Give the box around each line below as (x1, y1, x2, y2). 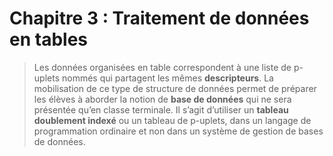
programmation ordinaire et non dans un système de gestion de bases (33, 125, 324, 137)
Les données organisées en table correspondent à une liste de (33, 61, 292, 73)
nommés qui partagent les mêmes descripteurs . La (61, 72, 274, 84)
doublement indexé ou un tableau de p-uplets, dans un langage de (33, 114, 312, 126)
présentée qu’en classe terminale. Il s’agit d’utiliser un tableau (33, 103, 289, 116)
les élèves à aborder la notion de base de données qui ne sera (33, 93, 292, 105)
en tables (9, 28, 88, 51)
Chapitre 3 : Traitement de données (9, 7, 310, 30)
